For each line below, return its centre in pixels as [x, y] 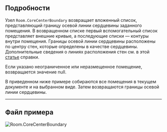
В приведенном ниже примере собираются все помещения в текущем [81, 81]
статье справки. [22, 57]
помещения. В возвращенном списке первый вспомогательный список [82, 31]
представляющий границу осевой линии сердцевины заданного [74, 25]
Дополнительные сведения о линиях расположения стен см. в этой [78, 52]
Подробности [28, 8]
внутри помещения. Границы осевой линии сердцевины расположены [80, 41]
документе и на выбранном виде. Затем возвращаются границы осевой [82, 87]
